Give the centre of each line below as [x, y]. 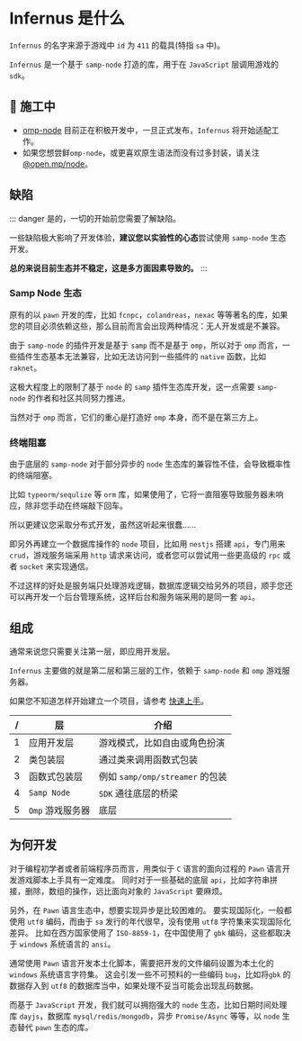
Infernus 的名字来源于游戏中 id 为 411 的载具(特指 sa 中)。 [117, 45]
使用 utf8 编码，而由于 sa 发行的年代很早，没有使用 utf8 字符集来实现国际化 [151, 921]
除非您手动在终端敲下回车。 [76, 506]
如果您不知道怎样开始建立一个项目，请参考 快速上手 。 [109, 701]
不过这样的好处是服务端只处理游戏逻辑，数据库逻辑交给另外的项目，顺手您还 [151, 585]
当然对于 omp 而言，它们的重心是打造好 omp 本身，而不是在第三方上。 [136, 417]
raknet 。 [26, 367]
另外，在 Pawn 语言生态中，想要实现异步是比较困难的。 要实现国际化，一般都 [151, 910]
